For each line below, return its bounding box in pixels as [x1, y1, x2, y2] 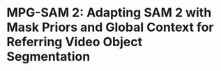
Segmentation [6, 49, 91, 65]
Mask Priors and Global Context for [6, 19, 214, 35]
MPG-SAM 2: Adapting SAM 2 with [6, 5, 212, 21]
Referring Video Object [6, 34, 143, 50]
